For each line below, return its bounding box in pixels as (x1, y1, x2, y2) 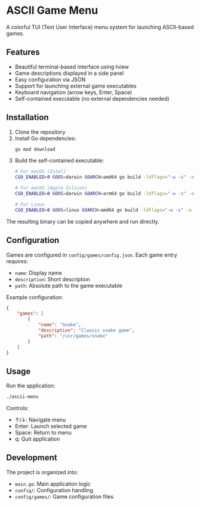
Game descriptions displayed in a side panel (14, 70, 124, 77)
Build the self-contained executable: (14, 157, 104, 164)
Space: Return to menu (14, 429, 72, 436)
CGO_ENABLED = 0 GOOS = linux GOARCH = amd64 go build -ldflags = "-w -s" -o (14, 207, 192, 213)
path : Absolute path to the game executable (14, 282, 122, 289)
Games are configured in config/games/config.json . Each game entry (6, 251, 177, 258)
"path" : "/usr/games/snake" (38, 333, 109, 339)
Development (6, 453, 58, 463)
